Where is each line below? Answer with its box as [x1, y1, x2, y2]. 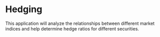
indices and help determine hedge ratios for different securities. [5, 25, 139, 31]
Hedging [5, 4, 42, 15]
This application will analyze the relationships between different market [5, 20, 155, 26]
